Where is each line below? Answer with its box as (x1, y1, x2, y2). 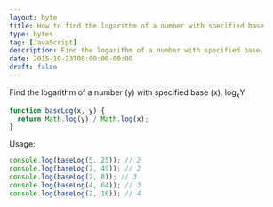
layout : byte (9, 12, 58, 22)
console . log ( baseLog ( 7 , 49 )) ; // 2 (9, 164, 141, 173)
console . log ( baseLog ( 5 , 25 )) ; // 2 (9, 156, 141, 165)
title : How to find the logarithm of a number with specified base (9, 21, 265, 30)
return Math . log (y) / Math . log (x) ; (17, 115, 149, 123)
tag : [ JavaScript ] (9, 37, 77, 47)
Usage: (9, 139, 36, 149)
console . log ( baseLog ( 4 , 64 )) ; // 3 (9, 180, 141, 189)
